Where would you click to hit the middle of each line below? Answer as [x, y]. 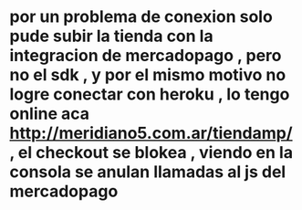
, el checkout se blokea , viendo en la [151, 153]
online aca [49, 114]
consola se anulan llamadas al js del [148, 172]
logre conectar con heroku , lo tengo [150, 94]
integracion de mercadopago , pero [146, 56]
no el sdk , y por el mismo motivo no [148, 75]
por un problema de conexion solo [141, 17]
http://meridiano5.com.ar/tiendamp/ [151, 133]
